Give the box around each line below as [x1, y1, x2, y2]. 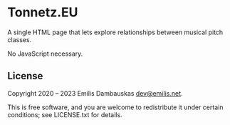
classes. [7, 35, 32, 44]
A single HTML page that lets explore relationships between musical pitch [7, 28, 224, 36]
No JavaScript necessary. [7, 49, 83, 58]
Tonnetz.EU [7, 4, 78, 21]
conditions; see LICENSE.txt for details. [7, 110, 122, 119]
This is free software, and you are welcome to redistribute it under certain [7, 103, 224, 111]
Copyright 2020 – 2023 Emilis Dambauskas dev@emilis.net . [7, 89, 183, 97]
